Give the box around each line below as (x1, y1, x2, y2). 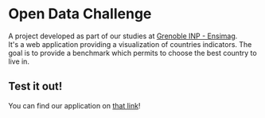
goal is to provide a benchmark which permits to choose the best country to (8, 48, 257, 57)
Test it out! (8, 80, 63, 93)
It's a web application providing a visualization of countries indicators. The (8, 39, 252, 49)
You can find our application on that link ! (8, 100, 141, 110)
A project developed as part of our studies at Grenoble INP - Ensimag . (8, 31, 238, 41)
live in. (8, 57, 30, 66)
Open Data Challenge (8, 5, 152, 23)
